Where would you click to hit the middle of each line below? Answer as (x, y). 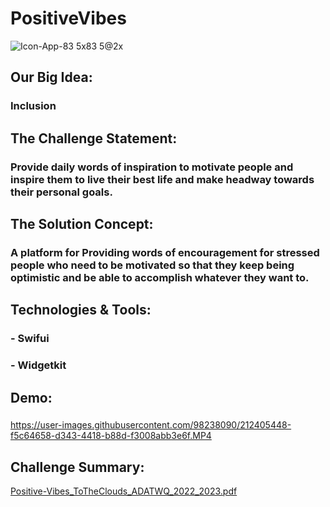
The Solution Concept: (82, 223)
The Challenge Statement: (94, 138)
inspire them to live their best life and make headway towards (162, 179)
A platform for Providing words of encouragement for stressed (165, 252)
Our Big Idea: (51, 77)
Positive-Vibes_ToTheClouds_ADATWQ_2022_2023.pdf (124, 491)
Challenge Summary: (77, 467)
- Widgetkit (38, 365)
